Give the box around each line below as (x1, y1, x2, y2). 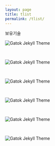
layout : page (5, 7, 32, 12)
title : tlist (5, 12, 32, 17)
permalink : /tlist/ (5, 16, 45, 21)
